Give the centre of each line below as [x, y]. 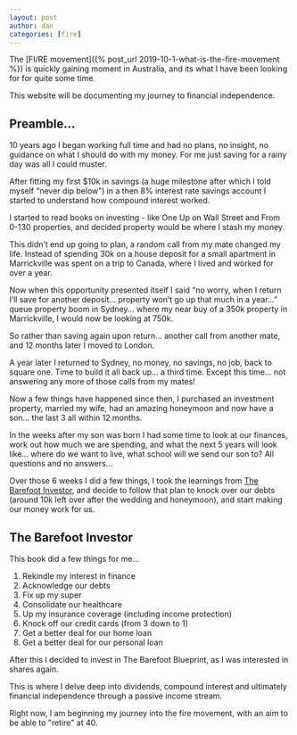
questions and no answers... [61, 464]
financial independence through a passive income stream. [116, 696]
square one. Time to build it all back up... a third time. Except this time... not [148, 372]
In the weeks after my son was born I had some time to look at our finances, [148, 435]
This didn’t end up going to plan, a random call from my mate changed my [145, 244]
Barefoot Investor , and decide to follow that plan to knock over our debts [142, 491]
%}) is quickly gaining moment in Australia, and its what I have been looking [148, 69]
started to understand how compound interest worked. [110, 201]
